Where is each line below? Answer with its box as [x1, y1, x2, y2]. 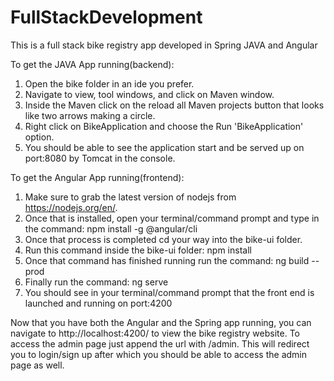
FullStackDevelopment [10, 6, 203, 29]
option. [24, 131, 55, 143]
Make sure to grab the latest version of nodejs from [24, 191, 237, 203]
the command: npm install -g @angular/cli [24, 222, 198, 235]
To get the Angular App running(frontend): [10, 171, 185, 183]
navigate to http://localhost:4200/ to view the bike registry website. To [10, 327, 300, 339]
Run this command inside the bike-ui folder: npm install [24, 244, 252, 256]
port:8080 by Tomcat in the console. [24, 152, 176, 164]
